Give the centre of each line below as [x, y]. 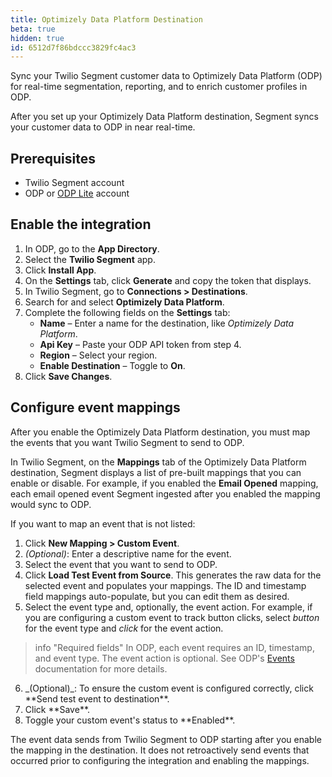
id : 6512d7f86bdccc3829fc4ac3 [73, 47]
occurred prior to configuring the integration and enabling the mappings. [160, 760]
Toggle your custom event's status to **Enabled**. [130, 720]
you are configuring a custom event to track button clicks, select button [172, 617]
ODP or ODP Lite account [77, 193]
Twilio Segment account [74, 183]
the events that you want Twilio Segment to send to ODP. [127, 442]
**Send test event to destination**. [97, 698]
